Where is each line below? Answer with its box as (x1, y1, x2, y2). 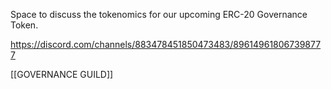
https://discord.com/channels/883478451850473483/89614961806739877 (10, 39, 322, 50)
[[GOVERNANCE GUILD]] (10, 69, 114, 80)
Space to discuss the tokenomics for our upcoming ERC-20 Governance (10, 9, 308, 20)
